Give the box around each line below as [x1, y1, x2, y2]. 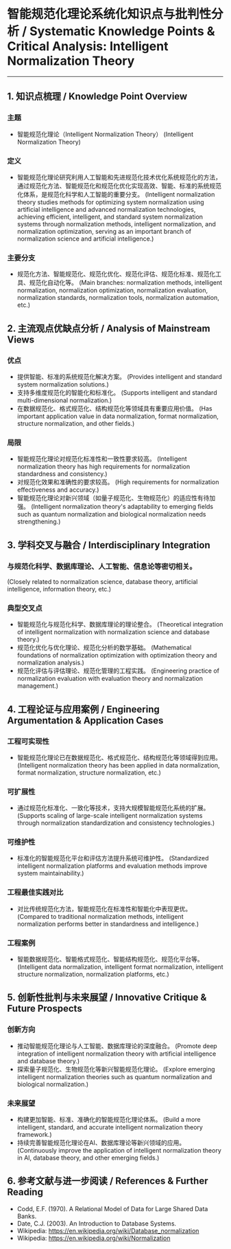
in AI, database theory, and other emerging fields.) [16, 1153, 160, 1162]
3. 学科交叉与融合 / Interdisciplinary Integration [7, 539, 210, 551]
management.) [16, 682, 59, 690]
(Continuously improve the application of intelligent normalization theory [16, 1147, 221, 1155]
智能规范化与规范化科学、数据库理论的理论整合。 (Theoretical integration [16, 620, 223, 629]
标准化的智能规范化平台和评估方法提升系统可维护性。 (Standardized [16, 854, 209, 862]
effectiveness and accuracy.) [16, 486, 99, 494]
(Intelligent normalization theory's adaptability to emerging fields [30, 503, 214, 511]
